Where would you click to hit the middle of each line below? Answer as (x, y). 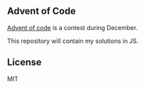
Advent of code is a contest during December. (72, 27)
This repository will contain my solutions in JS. (73, 41)
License (24, 62)
